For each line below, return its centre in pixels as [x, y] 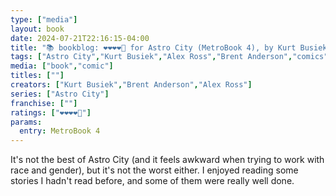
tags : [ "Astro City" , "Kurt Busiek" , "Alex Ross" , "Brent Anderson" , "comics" [169, 57]
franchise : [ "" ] [44, 103]
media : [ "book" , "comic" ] [62, 66]
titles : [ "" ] [37, 76]
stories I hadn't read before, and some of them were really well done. [152, 181]
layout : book [37, 29]
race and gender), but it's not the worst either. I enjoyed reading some [154, 170]
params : [26, 122]
